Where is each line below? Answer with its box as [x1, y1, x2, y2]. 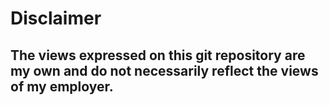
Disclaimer [10, 7, 102, 30]
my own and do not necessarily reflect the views [10, 62, 319, 79]
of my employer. [10, 78, 114, 95]
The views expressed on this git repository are [10, 47, 306, 64]
